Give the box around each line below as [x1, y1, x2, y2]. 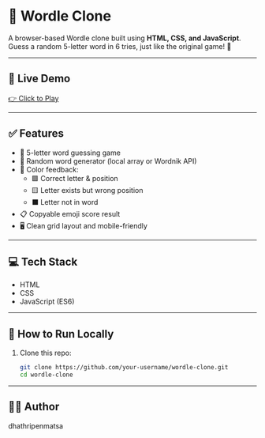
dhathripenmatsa [8, 421, 64, 430]
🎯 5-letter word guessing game [19, 148, 121, 157]
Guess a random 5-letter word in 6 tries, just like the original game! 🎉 [8, 41, 232, 51]
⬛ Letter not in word [31, 197, 99, 206]
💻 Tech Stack [8, 255, 78, 268]
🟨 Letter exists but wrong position [31, 185, 144, 194]
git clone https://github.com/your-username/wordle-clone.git [19, 364, 229, 372]
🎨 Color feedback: [19, 164, 79, 174]
